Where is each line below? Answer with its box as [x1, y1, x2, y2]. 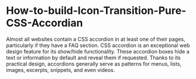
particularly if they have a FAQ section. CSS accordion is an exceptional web [6, 42, 190, 49]
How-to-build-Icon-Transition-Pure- [6, 4, 187, 17]
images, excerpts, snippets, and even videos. [6, 66, 115, 73]
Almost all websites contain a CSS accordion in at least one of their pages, [6, 35, 185, 42]
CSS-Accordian [6, 16, 83, 30]
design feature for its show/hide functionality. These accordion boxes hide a [6, 48, 190, 55]
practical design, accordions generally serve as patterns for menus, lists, [6, 60, 182, 67]
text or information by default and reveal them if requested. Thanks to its [6, 54, 181, 61]
